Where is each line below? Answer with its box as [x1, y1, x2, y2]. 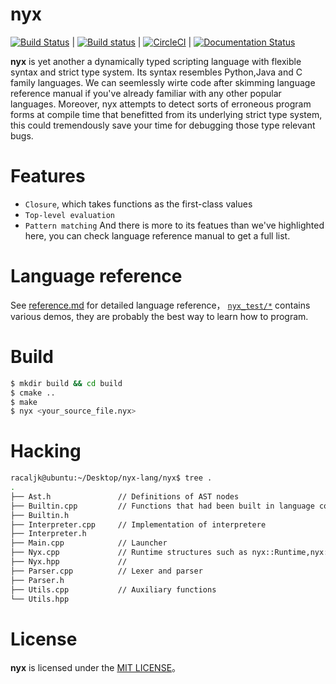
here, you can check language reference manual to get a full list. [24, 229, 291, 242]
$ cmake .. [10, 388, 56, 398]
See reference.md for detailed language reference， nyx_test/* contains [10, 299, 311, 311]
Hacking [10, 440, 82, 463]
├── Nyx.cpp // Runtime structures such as [10, 548, 248, 558]
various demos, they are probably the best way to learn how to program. [10, 310, 309, 322]
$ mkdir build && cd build [10, 378, 123, 388]
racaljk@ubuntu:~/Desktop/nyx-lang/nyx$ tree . [10, 473, 213, 483]
